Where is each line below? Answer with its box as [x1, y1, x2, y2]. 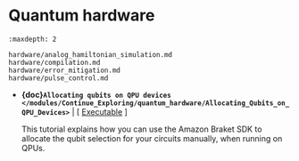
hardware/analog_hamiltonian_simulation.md [8, 50, 173, 59]
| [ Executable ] [71, 106, 129, 117]
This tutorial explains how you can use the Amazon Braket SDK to [21, 124, 262, 134]
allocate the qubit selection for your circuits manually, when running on [21, 133, 283, 143]
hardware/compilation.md [8, 58, 101, 67]
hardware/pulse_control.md [8, 73, 109, 83]
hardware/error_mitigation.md [8, 66, 121, 75]
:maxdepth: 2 [8, 35, 57, 44]
